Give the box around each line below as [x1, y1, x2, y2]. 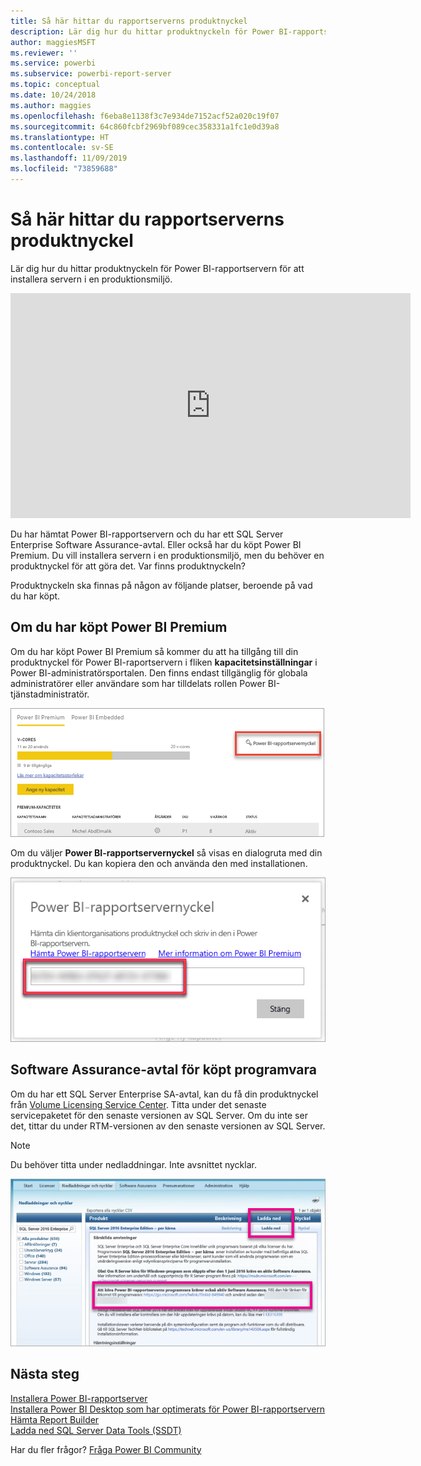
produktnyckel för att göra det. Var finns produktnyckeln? [10, 560, 246, 572]
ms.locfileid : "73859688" [10, 164, 118, 174]
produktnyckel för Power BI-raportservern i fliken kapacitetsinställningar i [10, 656, 318, 668]
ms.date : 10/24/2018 [10, 90, 97, 100]
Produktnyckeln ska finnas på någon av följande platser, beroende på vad [10, 579, 313, 591]
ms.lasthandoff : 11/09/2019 [10, 153, 128, 164]
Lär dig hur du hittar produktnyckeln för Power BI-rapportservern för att [10, 262, 305, 274]
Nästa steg [10, 1366, 80, 1383]
